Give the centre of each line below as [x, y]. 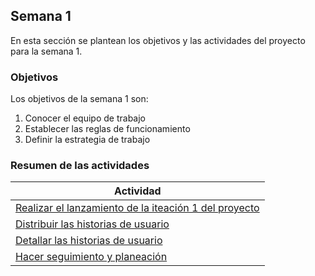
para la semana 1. [46, 51]
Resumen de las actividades [80, 166]
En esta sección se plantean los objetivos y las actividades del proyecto [158, 40]
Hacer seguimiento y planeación [91, 257]
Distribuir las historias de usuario [92, 224]
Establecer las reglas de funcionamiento [107, 129]
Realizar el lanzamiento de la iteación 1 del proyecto [137, 208]
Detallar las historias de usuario [89, 241]
